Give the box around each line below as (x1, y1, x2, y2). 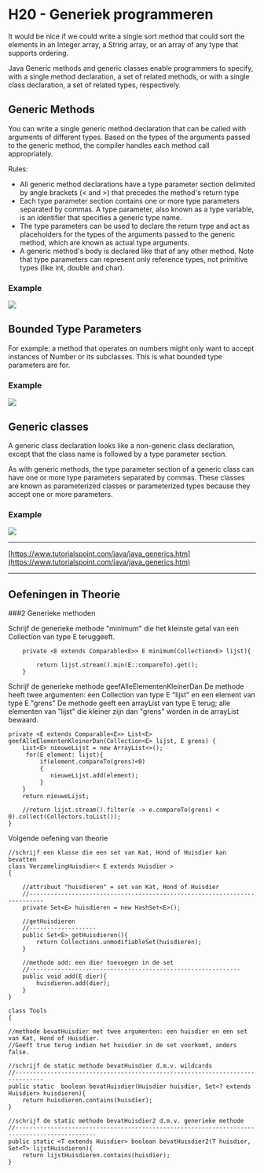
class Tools (8, 1007, 47, 1015)
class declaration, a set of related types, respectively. (8, 80, 181, 90)
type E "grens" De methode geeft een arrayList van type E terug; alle (8, 698, 230, 708)
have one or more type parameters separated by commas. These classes (8, 473, 245, 482)
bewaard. (8, 715, 39, 725)
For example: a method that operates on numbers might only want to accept (8, 344, 255, 353)
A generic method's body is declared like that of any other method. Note (19, 246, 255, 256)
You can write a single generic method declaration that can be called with (8, 123, 247, 133)
